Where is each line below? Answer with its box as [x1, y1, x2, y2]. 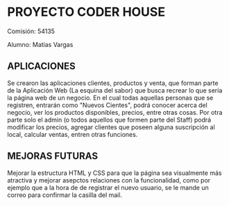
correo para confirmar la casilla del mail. [7, 191, 123, 199]
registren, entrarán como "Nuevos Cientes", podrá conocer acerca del [7, 101, 208, 109]
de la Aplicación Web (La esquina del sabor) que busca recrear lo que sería [7, 86, 223, 94]
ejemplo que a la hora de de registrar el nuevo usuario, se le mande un [7, 183, 210, 191]
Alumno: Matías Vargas [7, 40, 74, 48]
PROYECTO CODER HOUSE [7, 4, 165, 20]
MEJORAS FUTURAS [7, 150, 99, 162]
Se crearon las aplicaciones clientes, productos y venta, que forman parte [7, 79, 219, 87]
